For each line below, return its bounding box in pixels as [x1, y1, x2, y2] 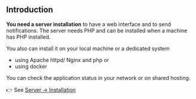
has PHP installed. [6, 33, 51, 41]
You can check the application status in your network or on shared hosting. [6, 74, 191, 81]
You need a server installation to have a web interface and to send [6, 20, 172, 27]
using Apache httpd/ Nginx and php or [14, 56, 109, 63]
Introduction [6, 5, 54, 15]
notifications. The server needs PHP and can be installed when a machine [6, 27, 188, 34]
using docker [14, 63, 48, 70]
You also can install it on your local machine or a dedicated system [6, 45, 170, 52]
